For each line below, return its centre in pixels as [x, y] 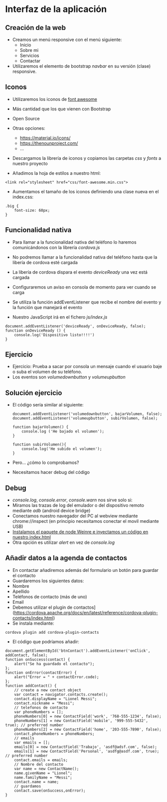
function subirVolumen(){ [39, 445]
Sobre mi [29, 50]
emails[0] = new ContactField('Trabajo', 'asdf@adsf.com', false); [85, 747]
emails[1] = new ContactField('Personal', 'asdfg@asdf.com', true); [87, 751]
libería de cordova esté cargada [45, 262]
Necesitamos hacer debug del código [51, 472]
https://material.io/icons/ [45, 138]
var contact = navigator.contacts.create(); [61, 694]
